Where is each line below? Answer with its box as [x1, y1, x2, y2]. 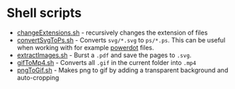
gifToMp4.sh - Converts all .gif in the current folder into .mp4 [16, 58, 196, 66]
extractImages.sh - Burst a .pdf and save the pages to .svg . [16, 51, 192, 59]
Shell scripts [6, 5, 82, 21]
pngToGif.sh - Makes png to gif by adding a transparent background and [16, 66, 229, 74]
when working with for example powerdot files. [16, 43, 154, 52]
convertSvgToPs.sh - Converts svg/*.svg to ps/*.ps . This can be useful [16, 35, 226, 44]
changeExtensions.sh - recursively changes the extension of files [16, 28, 208, 37]
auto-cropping [16, 73, 59, 82]
